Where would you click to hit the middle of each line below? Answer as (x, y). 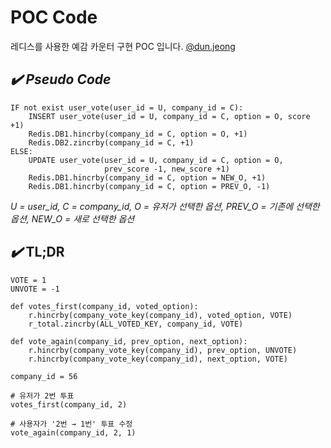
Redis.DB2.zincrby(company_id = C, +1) (111, 142)
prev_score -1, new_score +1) (167, 169)
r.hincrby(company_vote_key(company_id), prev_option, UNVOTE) (163, 350)
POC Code (54, 17)
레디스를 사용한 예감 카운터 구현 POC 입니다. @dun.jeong (123, 46)
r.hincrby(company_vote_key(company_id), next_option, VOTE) (158, 359)
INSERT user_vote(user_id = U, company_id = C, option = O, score (169, 116)
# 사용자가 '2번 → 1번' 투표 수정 (71, 424)
